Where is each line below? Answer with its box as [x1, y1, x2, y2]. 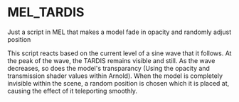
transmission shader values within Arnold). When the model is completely [7, 72, 223, 80]
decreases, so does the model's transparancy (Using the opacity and [7, 64, 210, 72]
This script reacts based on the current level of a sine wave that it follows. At [7, 49, 232, 57]
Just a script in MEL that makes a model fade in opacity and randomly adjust [7, 28, 232, 36]
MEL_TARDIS [7, 4, 85, 21]
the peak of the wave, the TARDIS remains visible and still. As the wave [7, 56, 216, 64]
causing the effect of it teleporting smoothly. [7, 86, 137, 95]
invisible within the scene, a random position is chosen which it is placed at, [7, 79, 230, 87]
